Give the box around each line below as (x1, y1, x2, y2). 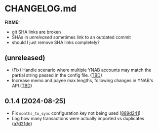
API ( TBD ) (11, 83, 33, 88)
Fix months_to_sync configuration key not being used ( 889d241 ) (11, 110, 141, 116)
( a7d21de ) (11, 121, 33, 127)
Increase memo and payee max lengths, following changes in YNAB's (11, 77, 154, 83)
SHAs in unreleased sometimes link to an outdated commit (11, 34, 131, 40)
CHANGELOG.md (4, 3, 77, 14)
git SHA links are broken (11, 29, 61, 35)
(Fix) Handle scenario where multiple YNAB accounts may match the (11, 67, 152, 73)
